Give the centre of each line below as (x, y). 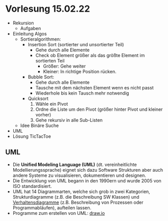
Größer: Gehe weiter (64, 66)
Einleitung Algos (30, 34)
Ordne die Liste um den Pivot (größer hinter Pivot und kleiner (99, 109)
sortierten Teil (50, 60)
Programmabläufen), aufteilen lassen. (52, 208)
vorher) (43, 114)
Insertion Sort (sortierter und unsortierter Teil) (76, 44)
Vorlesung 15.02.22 (48, 9)
